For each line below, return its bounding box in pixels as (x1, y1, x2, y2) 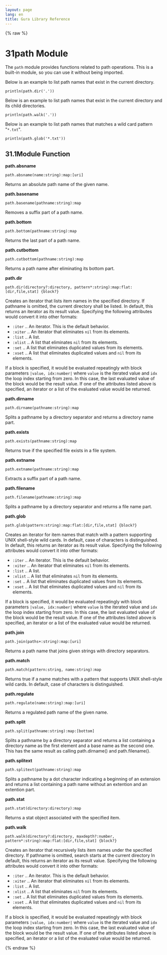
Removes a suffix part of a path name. (5, 209, 84, 215)
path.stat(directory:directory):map (5, 806, 81, 811)
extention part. (5, 786, 35, 793)
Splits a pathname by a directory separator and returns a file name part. (5, 504, 153, 510)
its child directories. (5, 103, 46, 109)
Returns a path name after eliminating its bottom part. (5, 265, 115, 272)
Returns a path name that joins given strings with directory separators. (5, 648, 150, 654)
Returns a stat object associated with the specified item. (5, 815, 121, 821)
